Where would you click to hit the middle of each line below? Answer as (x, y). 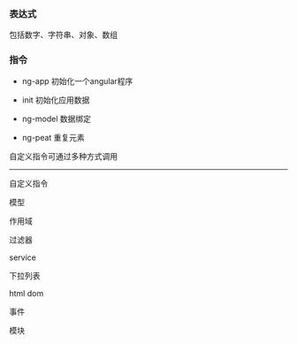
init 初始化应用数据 (56, 100)
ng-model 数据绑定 (56, 118)
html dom (27, 293)
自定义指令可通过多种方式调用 (63, 156)
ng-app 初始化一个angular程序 (77, 80)
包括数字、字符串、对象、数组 (63, 35)
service (23, 257)
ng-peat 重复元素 (53, 137)
